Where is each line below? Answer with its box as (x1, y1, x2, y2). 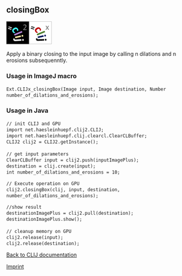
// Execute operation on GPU (6, 181, 80, 187)
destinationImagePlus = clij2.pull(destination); (6, 210, 134, 217)
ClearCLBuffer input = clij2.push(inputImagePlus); (6, 157, 139, 163)
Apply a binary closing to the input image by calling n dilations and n (6, 50, 177, 57)
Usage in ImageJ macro (6, 72, 77, 80)
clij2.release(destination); (6, 241, 80, 247)
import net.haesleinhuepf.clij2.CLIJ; (6, 127, 104, 133)
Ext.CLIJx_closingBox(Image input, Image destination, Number (6, 86, 166, 93)
